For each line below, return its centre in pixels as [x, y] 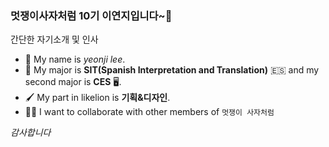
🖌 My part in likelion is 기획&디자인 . [97, 98]
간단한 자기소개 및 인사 [54, 39]
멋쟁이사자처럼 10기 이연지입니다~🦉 [91, 15]
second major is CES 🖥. [73, 82]
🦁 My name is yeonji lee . [75, 59]
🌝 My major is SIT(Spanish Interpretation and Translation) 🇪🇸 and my [172, 70]
